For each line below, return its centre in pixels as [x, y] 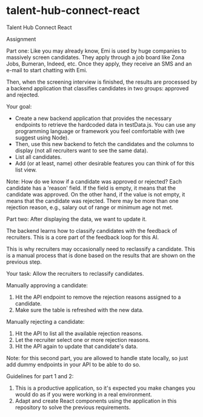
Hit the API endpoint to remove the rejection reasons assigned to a [98, 297]
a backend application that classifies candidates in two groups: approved [98, 88]
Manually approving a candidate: [47, 285]
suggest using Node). [42, 138]
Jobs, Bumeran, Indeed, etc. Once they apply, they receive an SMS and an [99, 64]
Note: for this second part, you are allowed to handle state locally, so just [97, 358]
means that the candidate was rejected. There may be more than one [92, 201]
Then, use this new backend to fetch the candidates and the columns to [105, 144]
